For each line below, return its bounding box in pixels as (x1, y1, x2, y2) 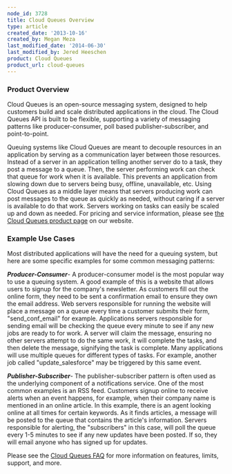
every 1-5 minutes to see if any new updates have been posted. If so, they (7, 430, 217, 439)
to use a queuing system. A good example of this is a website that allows (7, 277, 214, 286)
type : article (7, 23, 48, 30)
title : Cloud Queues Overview (7, 17, 95, 24)
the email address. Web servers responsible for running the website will (7, 300, 211, 308)
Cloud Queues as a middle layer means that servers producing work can (7, 187, 213, 195)
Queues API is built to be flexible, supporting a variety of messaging (7, 115, 201, 123)
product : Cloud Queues (7, 55, 72, 62)
